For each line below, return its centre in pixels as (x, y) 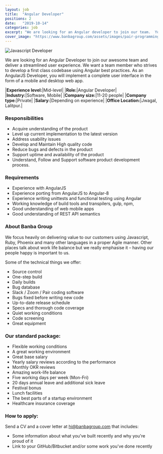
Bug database (26, 287)
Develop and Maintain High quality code (52, 145)
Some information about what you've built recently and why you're (79, 436)
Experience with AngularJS (39, 188)
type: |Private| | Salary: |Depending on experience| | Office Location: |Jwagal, (81, 100)
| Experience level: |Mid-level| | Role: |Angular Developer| (61, 90)
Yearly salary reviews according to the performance (64, 362)
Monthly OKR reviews (34, 367)
